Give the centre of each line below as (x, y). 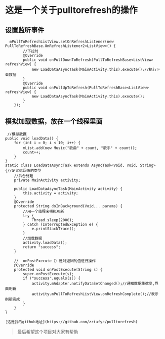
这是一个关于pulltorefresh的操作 (71, 10)
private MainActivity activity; (47, 180)
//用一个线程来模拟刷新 (43, 211)
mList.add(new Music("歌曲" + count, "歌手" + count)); (80, 148)
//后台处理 (24, 176)
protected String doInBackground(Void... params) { (68, 206)
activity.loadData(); (45, 242)
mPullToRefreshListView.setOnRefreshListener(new (62, 42)
